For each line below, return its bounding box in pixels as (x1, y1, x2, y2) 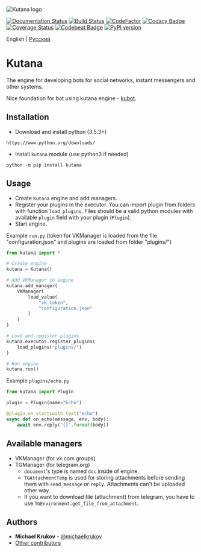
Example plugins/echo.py (6, 377, 70, 384)
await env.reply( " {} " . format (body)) (17, 422, 110, 428)
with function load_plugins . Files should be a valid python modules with (14, 207, 193, 214)
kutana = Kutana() (6, 266, 52, 273)
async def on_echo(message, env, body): (6, 416, 110, 422)
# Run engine (6, 361, 39, 367)
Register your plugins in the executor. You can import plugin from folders (14, 201, 196, 208)
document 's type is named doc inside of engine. (23, 468, 140, 475)
